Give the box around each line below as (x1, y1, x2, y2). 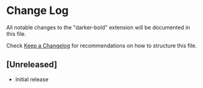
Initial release (15, 75, 49, 83)
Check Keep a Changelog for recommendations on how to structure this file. (6, 42, 198, 49)
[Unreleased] (6, 59, 58, 70)
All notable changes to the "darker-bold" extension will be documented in (6, 24, 190, 31)
